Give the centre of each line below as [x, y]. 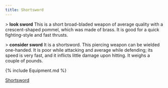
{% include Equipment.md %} [36, 70]
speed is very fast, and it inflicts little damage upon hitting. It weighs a [77, 55]
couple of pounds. [24, 60]
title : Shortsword [24, 10]
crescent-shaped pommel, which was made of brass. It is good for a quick [82, 29]
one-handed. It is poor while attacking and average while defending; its [79, 50]
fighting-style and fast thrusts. [37, 35]
